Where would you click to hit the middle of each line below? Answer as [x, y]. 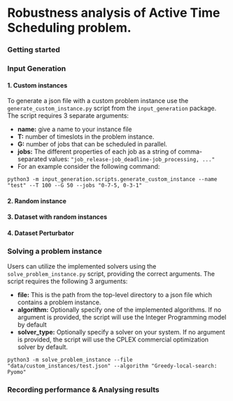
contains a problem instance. [59, 302]
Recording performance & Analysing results [83, 390]
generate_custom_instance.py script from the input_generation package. [112, 108]
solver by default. [43, 347]
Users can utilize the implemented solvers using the [82, 266]
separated [32, 159]
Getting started [34, 50]
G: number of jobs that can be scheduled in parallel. [92, 144]
